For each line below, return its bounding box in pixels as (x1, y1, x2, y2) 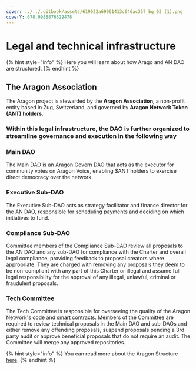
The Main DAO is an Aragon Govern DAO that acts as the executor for (6, 161, 175, 168)
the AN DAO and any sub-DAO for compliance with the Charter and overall (6, 249, 187, 256)
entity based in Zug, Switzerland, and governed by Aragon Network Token (6, 104, 188, 111)
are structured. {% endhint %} (6, 65, 79, 72)
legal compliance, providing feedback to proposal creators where (6, 255, 165, 262)
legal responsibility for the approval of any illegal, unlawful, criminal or (6, 274, 176, 281)
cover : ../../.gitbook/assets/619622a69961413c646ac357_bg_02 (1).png (6, 8, 183, 15)
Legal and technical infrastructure (6, 39, 177, 53)
